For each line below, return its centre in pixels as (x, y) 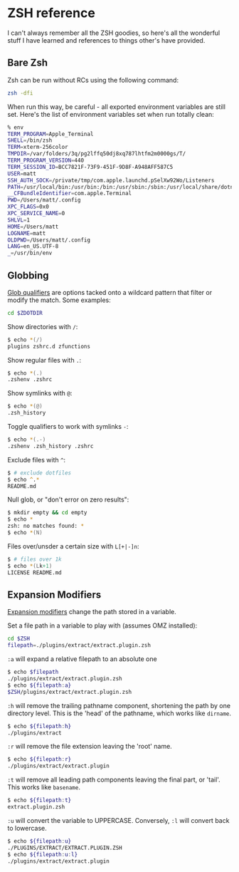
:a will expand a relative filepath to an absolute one (83, 659)
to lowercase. (27, 828)
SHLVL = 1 (19, 220)
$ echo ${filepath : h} (39, 726)
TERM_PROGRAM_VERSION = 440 (46, 160)
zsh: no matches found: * (46, 526)
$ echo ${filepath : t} (39, 800)
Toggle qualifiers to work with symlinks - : (68, 427)
